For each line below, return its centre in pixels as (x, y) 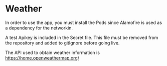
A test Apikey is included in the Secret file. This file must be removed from (82, 37)
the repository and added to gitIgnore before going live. (62, 42)
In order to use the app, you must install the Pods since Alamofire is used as (83, 22)
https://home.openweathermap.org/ (42, 57)
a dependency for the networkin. (39, 27)
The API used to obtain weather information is (53, 52)
